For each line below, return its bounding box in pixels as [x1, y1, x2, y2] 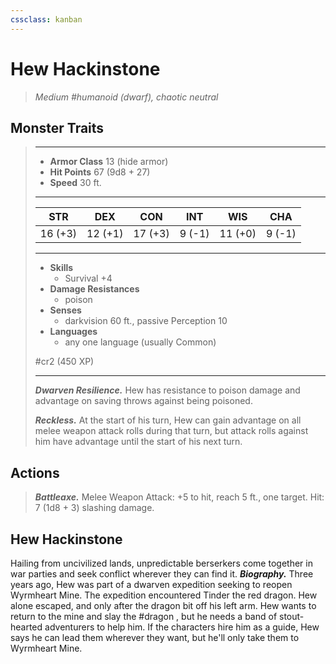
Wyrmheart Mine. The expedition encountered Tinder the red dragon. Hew [10, 589, 318, 601]
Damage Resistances [49, 283, 140, 295]
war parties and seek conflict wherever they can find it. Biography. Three [10, 568, 314, 580]
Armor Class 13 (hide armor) [49, 156, 169, 168]
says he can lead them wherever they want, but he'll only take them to [10, 632, 300, 643]
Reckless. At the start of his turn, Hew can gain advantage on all [34, 414, 302, 426]
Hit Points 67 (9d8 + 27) [49, 166, 151, 178]
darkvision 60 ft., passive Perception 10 [64, 315, 228, 327]
